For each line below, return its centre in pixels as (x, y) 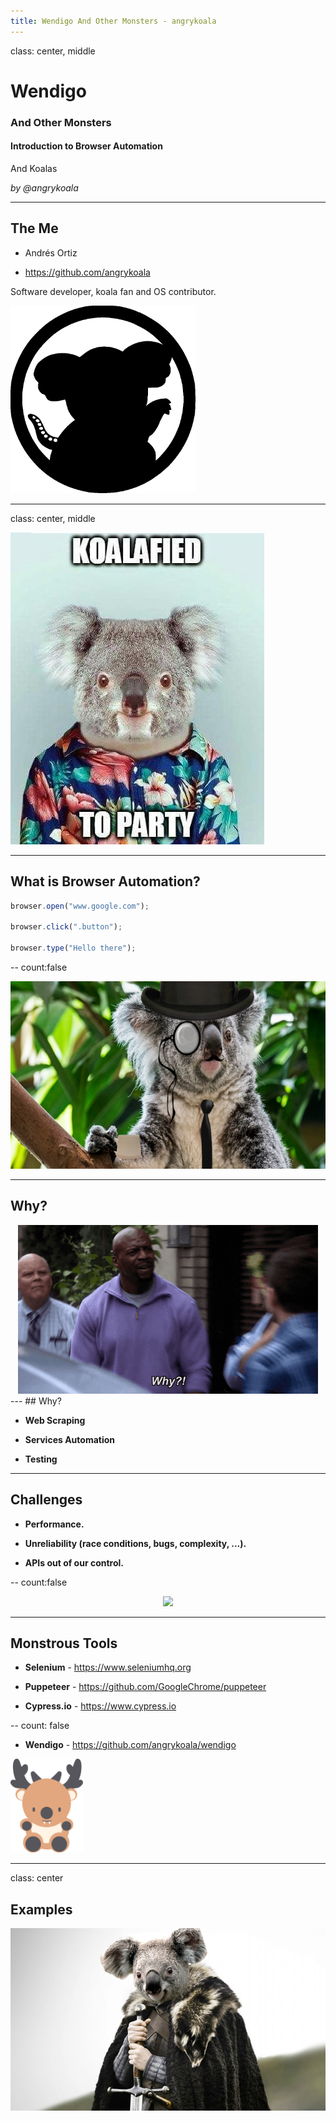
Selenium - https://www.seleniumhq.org (108, 1667)
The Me (34, 228)
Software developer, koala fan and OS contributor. (113, 291)
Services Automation (70, 1439)
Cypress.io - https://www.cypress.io (100, 1706)
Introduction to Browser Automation (86, 146)
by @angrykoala (44, 187)
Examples (41, 1909)
